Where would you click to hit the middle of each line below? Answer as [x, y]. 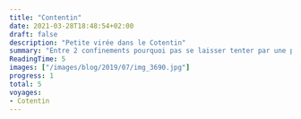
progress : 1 [31, 76]
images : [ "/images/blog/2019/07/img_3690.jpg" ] [100, 68]
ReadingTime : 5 [38, 59]
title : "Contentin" [46, 17]
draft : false [34, 34]
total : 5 [26, 84]
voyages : [26, 92]
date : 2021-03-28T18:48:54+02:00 [72, 26]
